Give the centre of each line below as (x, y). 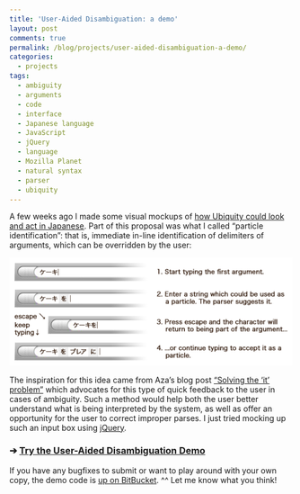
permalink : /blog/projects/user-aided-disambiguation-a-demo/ (128, 48)
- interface (40, 114)
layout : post (34, 28)
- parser (34, 180)
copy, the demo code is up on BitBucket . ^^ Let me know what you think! (143, 480)
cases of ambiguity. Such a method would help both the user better (134, 399)
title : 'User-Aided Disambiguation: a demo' (94, 19)
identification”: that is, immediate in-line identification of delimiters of (137, 236)
